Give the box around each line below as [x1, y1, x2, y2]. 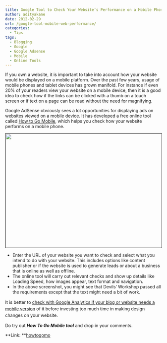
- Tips [9, 30, 23, 35]
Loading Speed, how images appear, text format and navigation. [12, 278, 144, 284]
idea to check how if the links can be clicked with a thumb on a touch [5, 93, 147, 99]
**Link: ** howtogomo [5, 332, 51, 338]
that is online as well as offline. [12, 268, 75, 274]
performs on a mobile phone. [5, 124, 64, 130]
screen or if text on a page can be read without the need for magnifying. [5, 98, 153, 104]
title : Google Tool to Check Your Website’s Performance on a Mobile [5, 7, 152, 12]
